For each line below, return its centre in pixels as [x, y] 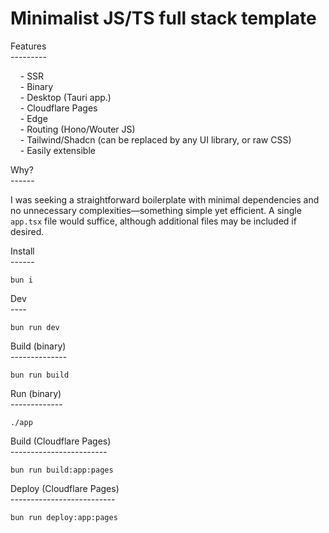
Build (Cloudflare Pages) [61, 441]
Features [28, 46]
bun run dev [35, 327]
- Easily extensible [57, 150]
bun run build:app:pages [62, 470]
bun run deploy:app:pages [64, 517]
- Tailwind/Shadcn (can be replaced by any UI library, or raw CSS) [155, 139]
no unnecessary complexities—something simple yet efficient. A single [156, 210]
